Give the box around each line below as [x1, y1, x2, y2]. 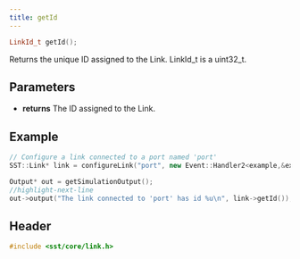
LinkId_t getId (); [9, 38, 78, 46]
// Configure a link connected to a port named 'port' [9, 153, 218, 162]
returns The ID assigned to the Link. [21, 104, 156, 114]
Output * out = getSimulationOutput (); [9, 177, 154, 186]
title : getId [9, 13, 58, 22]
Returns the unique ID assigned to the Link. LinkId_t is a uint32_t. [9, 54, 247, 64]
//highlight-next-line [9, 185, 94, 195]
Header [9, 218, 52, 233]
